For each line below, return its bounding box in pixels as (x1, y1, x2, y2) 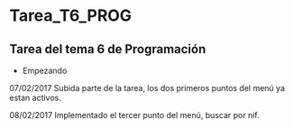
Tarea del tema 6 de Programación (9, 41, 207, 57)
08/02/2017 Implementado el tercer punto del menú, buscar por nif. (9, 110, 260, 120)
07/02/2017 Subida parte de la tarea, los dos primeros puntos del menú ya (9, 83, 286, 93)
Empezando (22, 65, 68, 76)
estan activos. (9, 92, 61, 103)
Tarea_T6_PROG (9, 5, 133, 26)
